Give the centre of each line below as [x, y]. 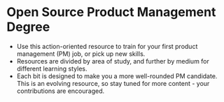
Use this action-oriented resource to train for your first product [107, 46]
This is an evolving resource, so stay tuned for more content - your [113, 83]
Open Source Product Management [111, 12]
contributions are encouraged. [61, 91]
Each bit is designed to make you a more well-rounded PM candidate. [117, 76]
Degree [28, 27]
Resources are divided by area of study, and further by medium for [113, 61]
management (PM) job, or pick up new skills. [81, 54]
